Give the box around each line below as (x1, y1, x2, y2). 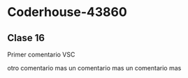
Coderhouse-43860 (7, 4, 127, 20)
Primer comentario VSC (7, 50, 75, 58)
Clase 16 (7, 32, 45, 44)
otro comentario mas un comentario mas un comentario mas (7, 64, 182, 72)
